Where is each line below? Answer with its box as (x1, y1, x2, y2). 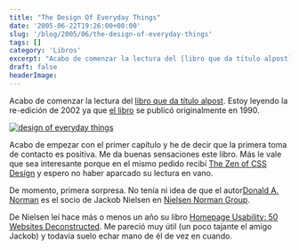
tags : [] (9, 37, 42, 47)
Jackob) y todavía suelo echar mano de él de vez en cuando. (9, 230, 233, 241)
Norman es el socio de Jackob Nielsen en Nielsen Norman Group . (9, 194, 251, 205)
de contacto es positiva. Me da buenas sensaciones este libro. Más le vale (9, 149, 282, 159)
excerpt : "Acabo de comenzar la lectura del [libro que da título (9, 54, 261, 63)
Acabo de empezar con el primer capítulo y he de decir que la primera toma (9, 139, 287, 149)
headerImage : (9, 71, 58, 80)
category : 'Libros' (9, 46, 82, 55)
